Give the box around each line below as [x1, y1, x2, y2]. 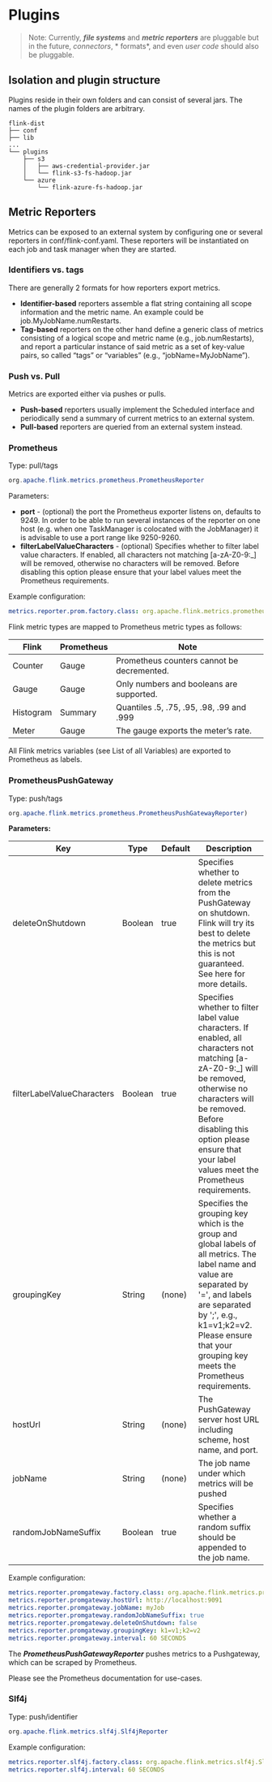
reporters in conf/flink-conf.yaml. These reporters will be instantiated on [8, 236, 249, 245]
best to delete [198, 928, 251, 939]
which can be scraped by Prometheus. [8, 1657, 138, 1667]
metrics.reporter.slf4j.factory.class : [8, 1758, 143, 1766]
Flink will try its [198, 918, 255, 929]
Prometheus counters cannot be [116, 655, 239, 667]
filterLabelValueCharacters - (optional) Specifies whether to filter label [19, 542, 259, 551]
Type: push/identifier [8, 1711, 79, 1721]
